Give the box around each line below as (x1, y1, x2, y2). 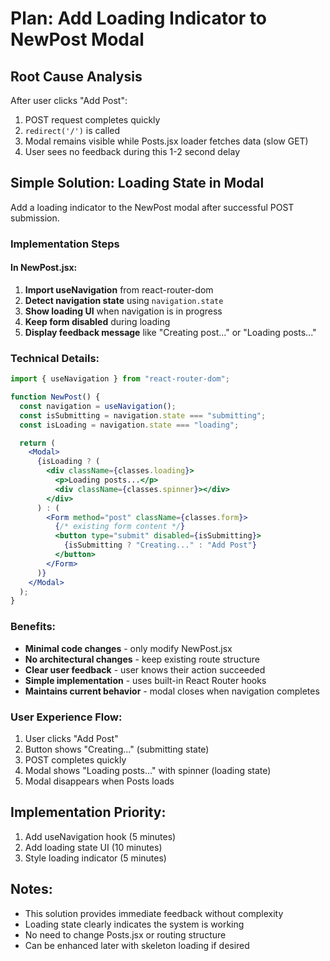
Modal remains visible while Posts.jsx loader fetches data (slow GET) (24, 135, 309, 147)
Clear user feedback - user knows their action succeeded (24, 663, 266, 676)
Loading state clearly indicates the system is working (24, 918, 245, 930)
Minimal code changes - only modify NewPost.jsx (24, 642, 233, 654)
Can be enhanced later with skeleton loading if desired (24, 939, 250, 951)
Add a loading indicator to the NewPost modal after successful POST (10, 201, 295, 213)
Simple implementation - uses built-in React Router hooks (24, 674, 267, 686)
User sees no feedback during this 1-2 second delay (24, 146, 241, 157)
